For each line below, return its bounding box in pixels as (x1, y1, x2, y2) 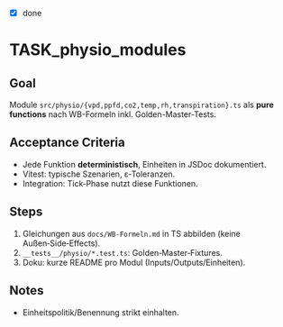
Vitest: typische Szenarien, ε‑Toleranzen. (22, 168, 176, 179)
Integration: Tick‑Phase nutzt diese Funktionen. (22, 177, 198, 188)
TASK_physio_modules (9, 40, 187, 60)
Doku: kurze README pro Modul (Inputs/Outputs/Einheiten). (22, 257, 246, 268)
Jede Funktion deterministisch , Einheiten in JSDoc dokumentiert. (22, 159, 267, 169)
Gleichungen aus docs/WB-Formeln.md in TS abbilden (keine (22, 228, 241, 239)
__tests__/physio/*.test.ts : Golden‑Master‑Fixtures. (22, 247, 224, 258)
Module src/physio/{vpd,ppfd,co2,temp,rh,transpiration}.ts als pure (9, 99, 275, 111)
